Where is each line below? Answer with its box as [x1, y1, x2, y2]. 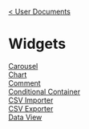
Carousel [8, 61, 38, 71]
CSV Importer [8, 95, 54, 105]
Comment [8, 78, 42, 87]
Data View [8, 112, 42, 122]
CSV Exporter [8, 103, 54, 113]
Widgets [8, 35, 67, 53]
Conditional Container [8, 87, 81, 96]
